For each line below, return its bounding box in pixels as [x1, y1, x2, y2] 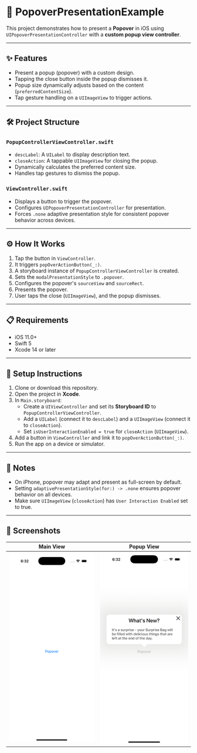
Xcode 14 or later [14, 346, 56, 353]
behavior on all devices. [14, 491, 72, 498]
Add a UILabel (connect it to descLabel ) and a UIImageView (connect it [23, 416, 191, 423]
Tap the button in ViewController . [14, 255, 96, 262]
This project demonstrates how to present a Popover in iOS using [6, 25, 164, 32]
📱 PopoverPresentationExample [6, 5, 164, 19]
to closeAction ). [23, 422, 63, 429]
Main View [38, 543, 66, 551]
